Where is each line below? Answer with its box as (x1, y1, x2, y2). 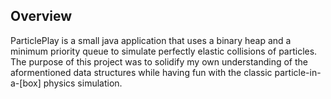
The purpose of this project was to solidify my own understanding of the (10, 55, 308, 68)
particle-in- (274, 66, 322, 78)
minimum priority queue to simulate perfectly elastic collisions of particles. (10, 45, 318, 57)
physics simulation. (43, 77, 123, 89)
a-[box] (10, 77, 42, 89)
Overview (10, 8, 73, 25)
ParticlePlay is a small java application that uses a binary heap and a (10, 34, 292, 46)
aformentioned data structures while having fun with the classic (10, 66, 273, 78)
